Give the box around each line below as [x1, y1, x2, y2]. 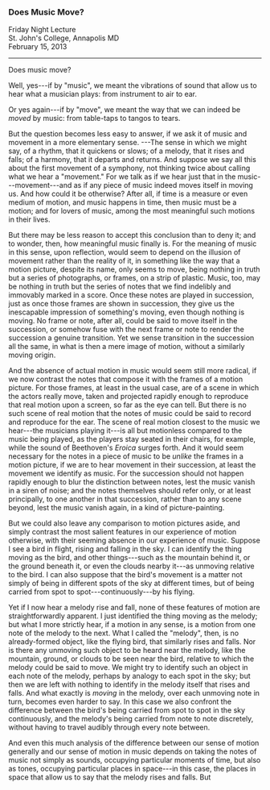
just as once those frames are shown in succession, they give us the [8, 299, 235, 309]
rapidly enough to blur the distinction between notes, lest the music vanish [8, 477, 256, 487]
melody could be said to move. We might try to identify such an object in [8, 663, 248, 672]
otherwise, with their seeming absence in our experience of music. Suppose [8, 535, 261, 546]
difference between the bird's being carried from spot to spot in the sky [8, 705, 246, 715]
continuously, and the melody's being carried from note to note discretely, [8, 714, 254, 724]
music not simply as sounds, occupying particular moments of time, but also [8, 755, 261, 765]
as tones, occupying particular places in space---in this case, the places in [8, 764, 256, 774]
